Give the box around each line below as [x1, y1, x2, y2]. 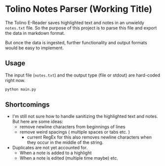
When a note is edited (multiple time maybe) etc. [19, 155, 118, 161]
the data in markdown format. [5, 30, 66, 36]
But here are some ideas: [12, 119, 64, 125]
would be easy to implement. [5, 45, 64, 51]
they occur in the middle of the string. [27, 139, 103, 145]
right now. [5, 77, 26, 83]
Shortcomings [5, 101, 50, 109]
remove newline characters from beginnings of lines [19, 124, 126, 130]
